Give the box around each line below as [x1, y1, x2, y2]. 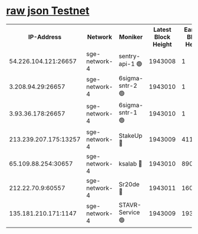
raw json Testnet [6, 4, 90, 18]
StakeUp [118, 131, 143, 140]
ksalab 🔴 [118, 159, 143, 167]
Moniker [118, 32, 143, 41]
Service [118, 208, 140, 216]
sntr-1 [118, 108, 137, 116]
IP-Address [28, 32, 62, 41]
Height [152, 40, 172, 48]
